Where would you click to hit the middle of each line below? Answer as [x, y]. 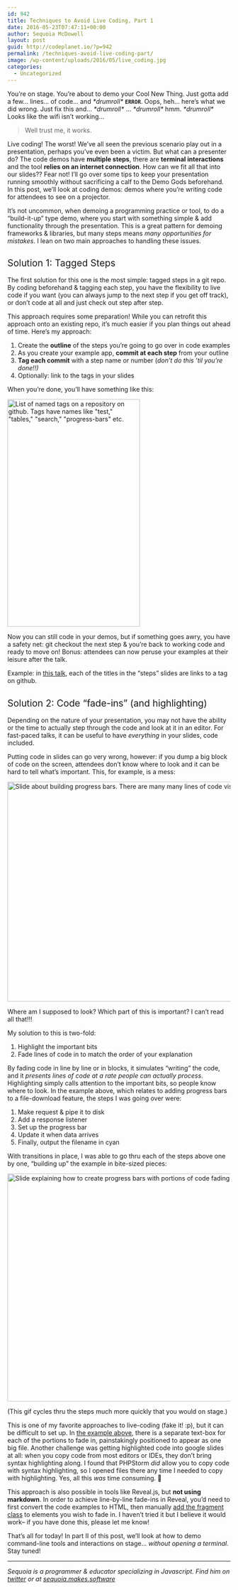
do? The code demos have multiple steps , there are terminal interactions [115, 159]
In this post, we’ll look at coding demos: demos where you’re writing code [115, 189]
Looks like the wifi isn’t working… [56, 116]
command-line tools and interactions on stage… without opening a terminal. [118, 1544]
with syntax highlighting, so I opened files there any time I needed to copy [115, 1471]
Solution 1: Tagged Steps [61, 263]
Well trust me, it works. [58, 130]
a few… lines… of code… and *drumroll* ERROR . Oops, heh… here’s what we [116, 101]
